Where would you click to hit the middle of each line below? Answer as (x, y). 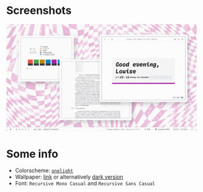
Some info (32, 154)
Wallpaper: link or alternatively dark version (69, 177)
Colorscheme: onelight (44, 171)
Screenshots (39, 11)
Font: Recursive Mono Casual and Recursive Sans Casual (85, 184)
